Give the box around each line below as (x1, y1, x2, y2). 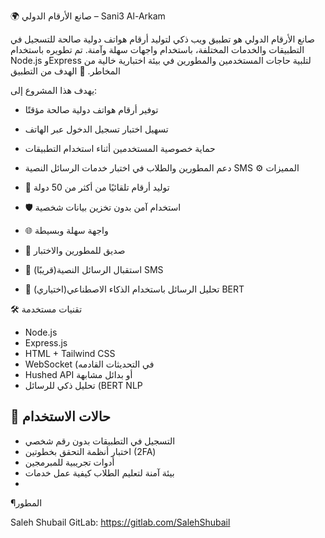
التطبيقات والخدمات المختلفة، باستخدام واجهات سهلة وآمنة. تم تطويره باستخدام (10, 44, 305, 55)
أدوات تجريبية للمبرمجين (24, 456, 115, 468)
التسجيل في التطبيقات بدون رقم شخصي (24, 435, 176, 447)
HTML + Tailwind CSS (24, 348, 116, 359)
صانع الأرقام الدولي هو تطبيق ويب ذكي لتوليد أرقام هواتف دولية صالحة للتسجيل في (10, 33, 315, 45)
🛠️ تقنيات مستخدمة (10, 303, 83, 315)
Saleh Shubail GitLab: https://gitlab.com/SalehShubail (10, 516, 231, 528)
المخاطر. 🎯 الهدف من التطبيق (10, 65, 122, 77)
